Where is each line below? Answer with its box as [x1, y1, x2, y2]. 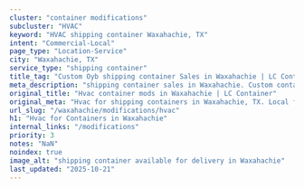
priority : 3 [9, 131, 54, 140]
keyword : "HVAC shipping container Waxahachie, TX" [9, 30, 208, 39]
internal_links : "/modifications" [9, 123, 140, 132]
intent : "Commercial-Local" [9, 38, 116, 48]
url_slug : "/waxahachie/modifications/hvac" [9, 106, 180, 115]
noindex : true [9, 147, 63, 156]
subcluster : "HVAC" [9, 22, 83, 31]
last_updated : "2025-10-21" [9, 164, 116, 174]
